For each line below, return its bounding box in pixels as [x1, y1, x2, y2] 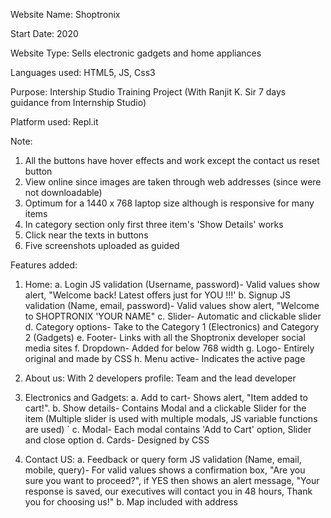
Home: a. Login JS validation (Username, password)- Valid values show [24, 279, 321, 290]
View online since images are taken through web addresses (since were [24, 176, 322, 188]
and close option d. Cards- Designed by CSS [24, 434, 210, 446]
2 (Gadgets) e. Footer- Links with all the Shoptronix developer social [24, 332, 306, 343]
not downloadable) [24, 187, 103, 198]
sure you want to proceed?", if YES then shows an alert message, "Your [24, 475, 320, 486]
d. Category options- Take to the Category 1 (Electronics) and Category [24, 321, 320, 333]
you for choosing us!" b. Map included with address [24, 496, 238, 508]
